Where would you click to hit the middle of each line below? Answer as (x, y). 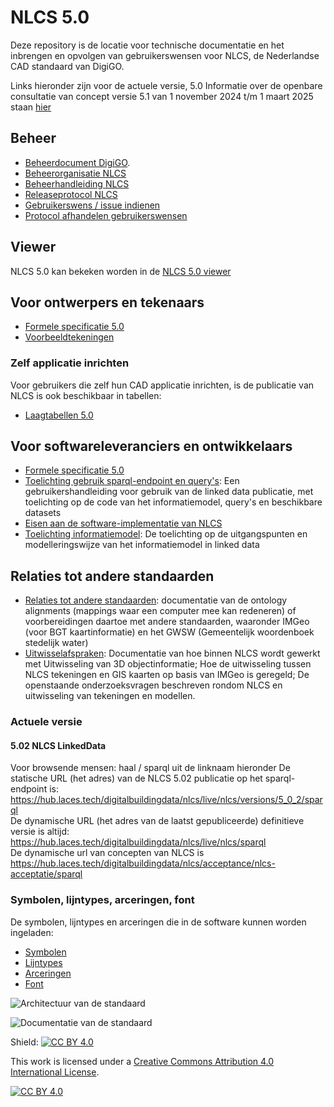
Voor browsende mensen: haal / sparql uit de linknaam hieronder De (150, 768)
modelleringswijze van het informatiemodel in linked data (142, 545)
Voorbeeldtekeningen (69, 337)
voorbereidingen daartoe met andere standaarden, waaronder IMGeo (167, 622)
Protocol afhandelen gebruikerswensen (106, 215)
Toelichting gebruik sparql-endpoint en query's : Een (132, 481)
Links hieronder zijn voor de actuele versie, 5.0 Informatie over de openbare (166, 85)
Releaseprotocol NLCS (71, 194)
